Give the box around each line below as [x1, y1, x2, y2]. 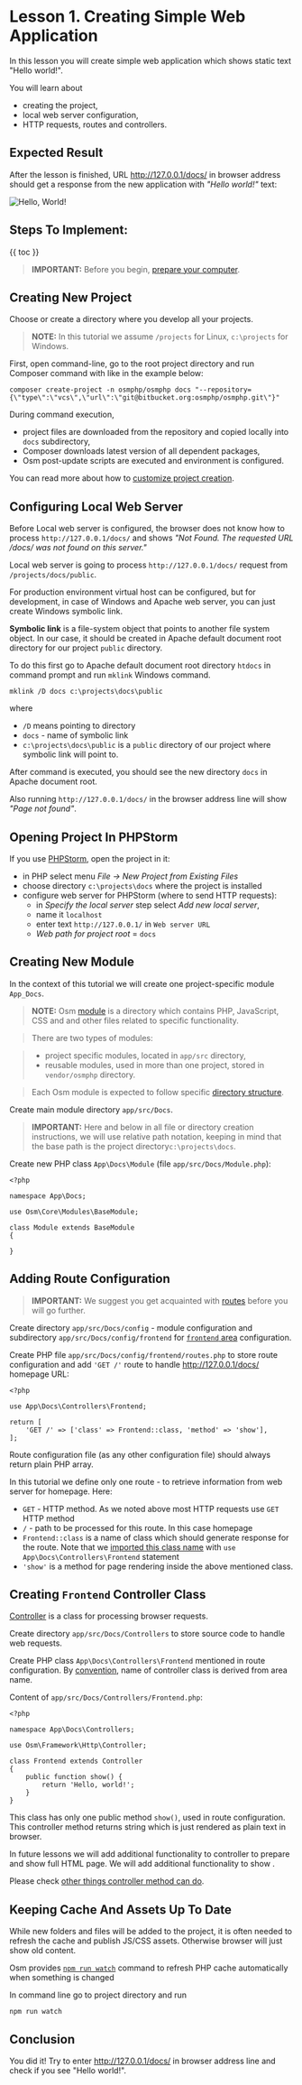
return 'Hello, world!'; [41, 1780, 135, 1790]
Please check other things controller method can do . [9, 1876, 205, 1887]
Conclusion [9, 2032, 76, 2047]
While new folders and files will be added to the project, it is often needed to [9, 1926, 293, 1937]
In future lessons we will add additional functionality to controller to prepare [9, 1849, 290, 1859]
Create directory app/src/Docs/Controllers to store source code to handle [9, 1628, 286, 1639]
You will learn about [9, 82, 83, 93]
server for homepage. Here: [9, 1486, 113, 1497]
